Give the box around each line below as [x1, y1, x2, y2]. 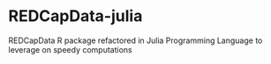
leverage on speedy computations [8, 44, 133, 54]
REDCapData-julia [8, 6, 143, 26]
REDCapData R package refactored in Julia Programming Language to [8, 35, 263, 46]
